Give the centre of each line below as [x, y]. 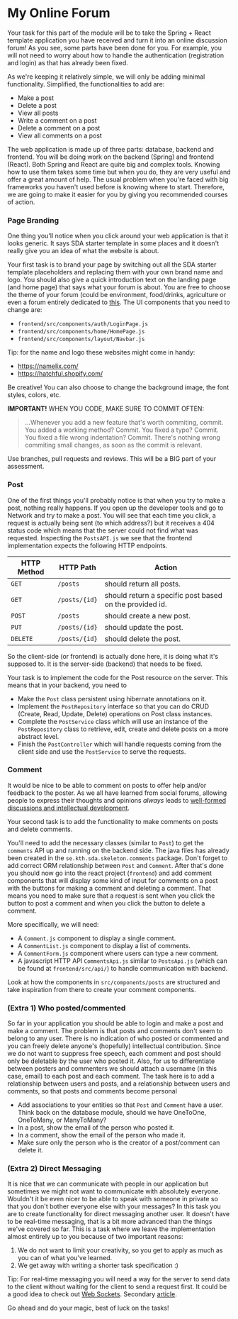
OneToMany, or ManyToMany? [62, 1120]
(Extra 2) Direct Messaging [54, 1169]
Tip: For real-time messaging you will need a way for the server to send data [119, 1279]
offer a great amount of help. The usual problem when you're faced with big [118, 179]
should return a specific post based [164, 595]
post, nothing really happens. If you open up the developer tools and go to [116, 508]
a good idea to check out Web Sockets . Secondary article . [92, 1294]
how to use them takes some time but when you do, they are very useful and [119, 172]
